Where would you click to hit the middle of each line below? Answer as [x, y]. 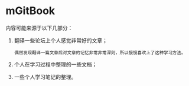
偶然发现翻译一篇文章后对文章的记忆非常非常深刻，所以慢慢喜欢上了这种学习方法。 [100, 52]
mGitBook [30, 11]
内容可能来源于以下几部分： [39, 28]
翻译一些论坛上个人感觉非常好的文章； [61, 40]
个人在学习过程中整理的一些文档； [56, 64]
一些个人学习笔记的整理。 [45, 77]
